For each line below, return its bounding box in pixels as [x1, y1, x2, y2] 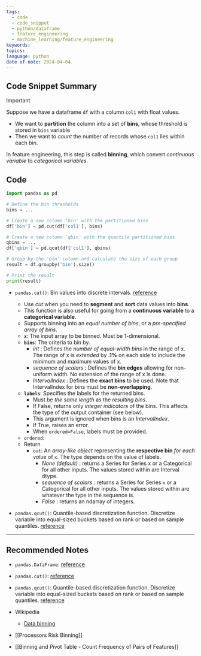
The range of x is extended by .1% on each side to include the [32, 351, 185, 358]
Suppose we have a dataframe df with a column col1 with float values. [6, 108, 180, 116]
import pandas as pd [6, 191, 58, 197]
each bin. [14, 139, 38, 147]
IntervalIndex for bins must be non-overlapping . [32, 383, 153, 390]
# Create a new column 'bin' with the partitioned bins [6, 217, 148, 223]
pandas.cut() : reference [14, 573, 75, 580]
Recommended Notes [6, 545, 89, 555]
